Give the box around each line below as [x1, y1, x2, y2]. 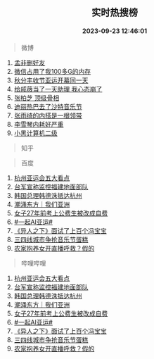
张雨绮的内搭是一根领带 [13, 111, 82, 120]
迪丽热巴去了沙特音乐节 [13, 102, 82, 111]
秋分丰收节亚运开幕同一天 [13, 76, 89, 84]
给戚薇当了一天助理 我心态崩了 [13, 84, 103, 93]
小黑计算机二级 [13, 129, 58, 137]
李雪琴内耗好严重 [13, 120, 64, 128]
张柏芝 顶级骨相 [13, 94, 60, 102]
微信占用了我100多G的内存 [13, 67, 91, 75]
